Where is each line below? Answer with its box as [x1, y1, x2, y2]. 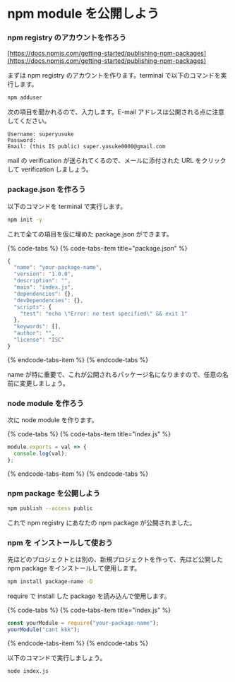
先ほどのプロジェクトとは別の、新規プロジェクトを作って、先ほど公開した [7, 555, 224, 564]
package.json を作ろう [7, 184, 86, 194]
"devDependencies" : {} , [13, 297, 83, 304]
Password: [7, 137, 37, 144]
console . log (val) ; [13, 450, 68, 457]
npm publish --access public [7, 505, 93, 512]
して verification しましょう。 [7, 165, 93, 174]
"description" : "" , [13, 277, 71, 285]
